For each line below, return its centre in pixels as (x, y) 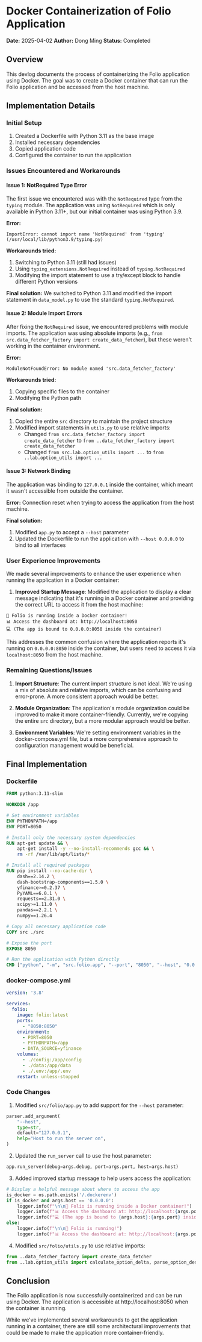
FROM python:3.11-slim (35, 794)
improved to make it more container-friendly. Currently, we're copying (101, 714)
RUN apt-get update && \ (37, 843)
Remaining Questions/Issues (49, 670)
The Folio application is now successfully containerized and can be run (94, 1296)
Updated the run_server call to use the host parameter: (83, 1156)
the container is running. (37, 1308)
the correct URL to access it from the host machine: (79, 605)
